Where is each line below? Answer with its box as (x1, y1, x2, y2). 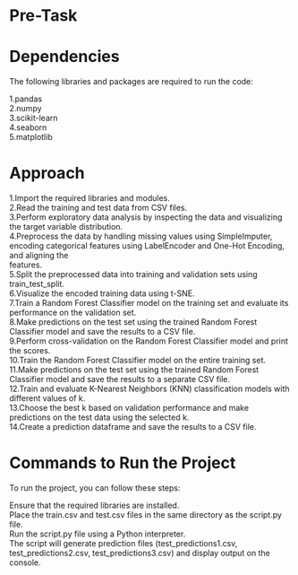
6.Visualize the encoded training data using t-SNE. (9, 288, 195, 299)
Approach (9, 163, 85, 184)
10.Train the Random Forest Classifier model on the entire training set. (9, 355, 267, 366)
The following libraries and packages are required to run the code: (9, 76, 253, 87)
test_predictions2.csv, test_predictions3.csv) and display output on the (9, 548, 270, 558)
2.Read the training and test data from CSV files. (9, 203, 188, 213)
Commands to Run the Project (9, 453, 236, 474)
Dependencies (9, 47, 120, 67)
